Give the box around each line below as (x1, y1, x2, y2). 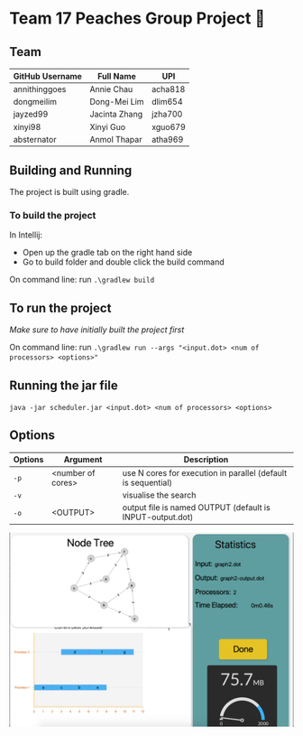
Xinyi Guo (89, 121, 126, 132)
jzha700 (151, 108, 183, 120)
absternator (13, 134, 57, 144)
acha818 (151, 83, 186, 94)
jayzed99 (13, 108, 49, 120)
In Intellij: (9, 229, 43, 240)
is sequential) (122, 477, 173, 488)
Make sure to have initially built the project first (9, 324, 185, 335)
